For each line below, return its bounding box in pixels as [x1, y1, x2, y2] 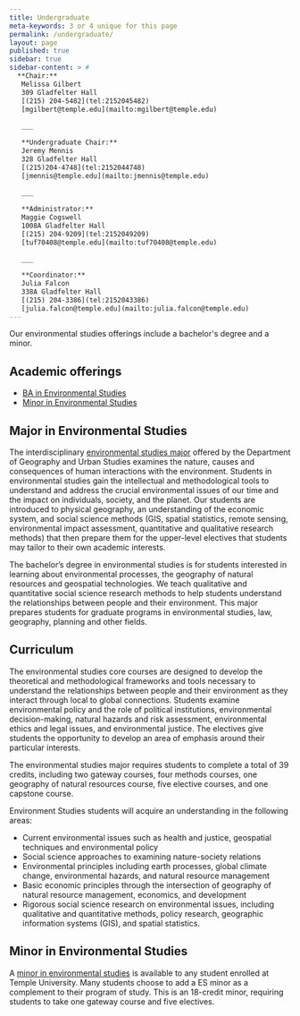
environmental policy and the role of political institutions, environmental [9, 704, 272, 714]
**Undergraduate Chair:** [21, 138, 118, 147]
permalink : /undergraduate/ [9, 30, 114, 38]
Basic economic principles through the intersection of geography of [21, 879, 272, 891]
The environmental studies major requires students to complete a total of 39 [9, 759, 289, 770]
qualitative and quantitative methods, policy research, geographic [21, 908, 264, 918]
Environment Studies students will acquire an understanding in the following [9, 805, 288, 815]
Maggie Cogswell [21, 212, 82, 222]
